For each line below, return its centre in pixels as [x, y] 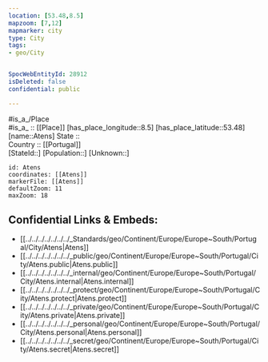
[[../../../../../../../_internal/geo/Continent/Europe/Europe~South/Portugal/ [138, 273]
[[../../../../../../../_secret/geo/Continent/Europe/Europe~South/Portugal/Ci [139, 341]
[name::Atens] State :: [44, 136]
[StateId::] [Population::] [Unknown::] [69, 153]
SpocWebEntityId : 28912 [48, 74]
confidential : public [44, 89]
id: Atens [25, 167]
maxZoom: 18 [28, 195]
